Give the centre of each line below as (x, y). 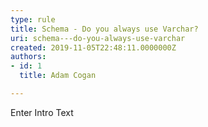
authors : (28, 57)
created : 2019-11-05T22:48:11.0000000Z (93, 47)
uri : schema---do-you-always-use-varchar (98, 38)
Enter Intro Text (42, 112)
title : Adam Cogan (58, 76)
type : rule (33, 19)
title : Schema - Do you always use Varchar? (104, 29)
